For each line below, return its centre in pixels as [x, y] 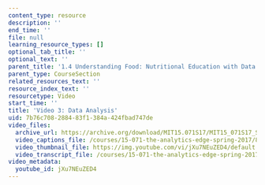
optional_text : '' [38, 60]
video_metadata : [35, 162]
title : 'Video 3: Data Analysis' [63, 111]
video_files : [30, 125]
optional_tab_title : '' [47, 52]
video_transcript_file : [54, 154]
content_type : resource [47, 15]
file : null [26, 37]
